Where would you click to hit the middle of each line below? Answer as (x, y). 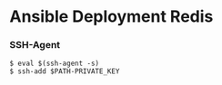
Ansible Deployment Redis (111, 17)
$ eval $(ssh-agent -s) (55, 64)
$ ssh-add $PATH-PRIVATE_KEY (65, 71)
